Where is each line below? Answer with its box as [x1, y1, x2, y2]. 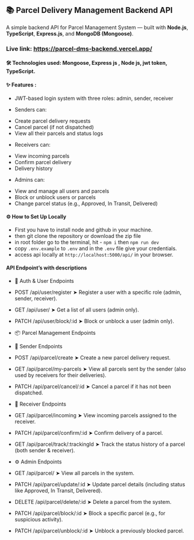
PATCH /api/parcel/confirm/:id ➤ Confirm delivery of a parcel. [14, 429, 164, 436]
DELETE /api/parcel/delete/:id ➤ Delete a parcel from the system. [14, 498, 172, 505]
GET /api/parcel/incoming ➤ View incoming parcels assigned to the [14, 411, 177, 418]
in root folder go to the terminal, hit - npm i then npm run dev [14, 238, 160, 245]
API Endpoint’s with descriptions [6, 264, 88, 271]
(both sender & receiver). [14, 446, 75, 454]
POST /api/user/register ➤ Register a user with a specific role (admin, [14, 289, 182, 296]
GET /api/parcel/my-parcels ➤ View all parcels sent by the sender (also [14, 365, 186, 372]
